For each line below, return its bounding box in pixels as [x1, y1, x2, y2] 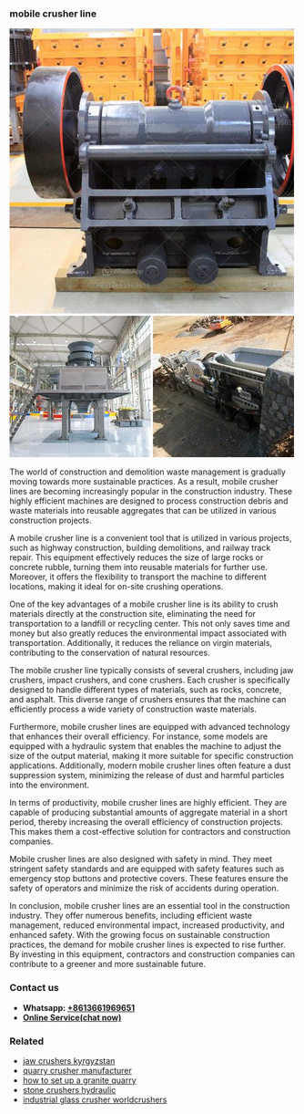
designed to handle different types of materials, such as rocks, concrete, [9, 684, 282, 695]
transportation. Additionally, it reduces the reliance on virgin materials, [9, 638, 273, 649]
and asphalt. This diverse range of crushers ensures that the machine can [9, 694, 287, 705]
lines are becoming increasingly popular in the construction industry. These [9, 486, 293, 497]
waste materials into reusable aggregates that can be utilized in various [9, 505, 277, 516]
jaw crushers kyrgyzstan [22, 1055, 116, 1066]
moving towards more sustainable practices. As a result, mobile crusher [9, 476, 279, 487]
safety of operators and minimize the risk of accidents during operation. [9, 883, 279, 894]
